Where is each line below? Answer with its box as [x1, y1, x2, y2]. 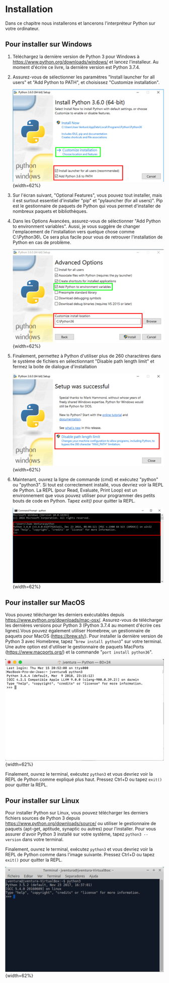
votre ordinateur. [5, 25, 40, 31]
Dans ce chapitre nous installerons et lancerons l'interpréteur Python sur [5, 20, 156, 26]
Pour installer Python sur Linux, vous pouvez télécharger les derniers [5, 810, 148, 816]
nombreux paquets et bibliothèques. [12, 208, 88, 214]
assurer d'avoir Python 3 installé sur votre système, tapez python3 [5, 831, 142, 837]
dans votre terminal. [22, 837, 64, 843]
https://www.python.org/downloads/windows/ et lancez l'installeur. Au [12, 59, 159, 65]
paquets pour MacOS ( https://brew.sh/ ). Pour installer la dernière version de [5, 633, 163, 639]
